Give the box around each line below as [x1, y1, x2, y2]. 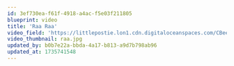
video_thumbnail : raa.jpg [7, 36, 82, 43]
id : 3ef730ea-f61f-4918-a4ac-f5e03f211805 [7, 10, 132, 17]
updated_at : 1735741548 [7, 49, 77, 56]
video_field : [7, 29, 45, 36]
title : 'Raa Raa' [7, 23, 58, 30]
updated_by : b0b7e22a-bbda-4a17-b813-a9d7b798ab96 [7, 42, 157, 49]
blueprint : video [7, 16, 58, 23]
